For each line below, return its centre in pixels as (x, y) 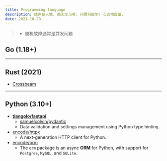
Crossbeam (24, 84)
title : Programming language (35, 10)
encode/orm (25, 142)
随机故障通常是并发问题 (49, 34)
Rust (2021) (23, 72)
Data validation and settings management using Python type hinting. (90, 126)
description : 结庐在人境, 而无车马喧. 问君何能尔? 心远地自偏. (65, 14)
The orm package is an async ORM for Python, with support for (84, 148)
